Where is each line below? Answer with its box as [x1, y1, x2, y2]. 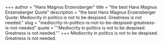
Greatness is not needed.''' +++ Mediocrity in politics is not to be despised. [5, 30, 159, 36]
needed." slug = [5, 20, 38, 25]
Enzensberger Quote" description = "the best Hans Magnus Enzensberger [5, 9, 157, 15]
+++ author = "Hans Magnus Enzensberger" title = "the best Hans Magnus [5, 4, 157, 10]
